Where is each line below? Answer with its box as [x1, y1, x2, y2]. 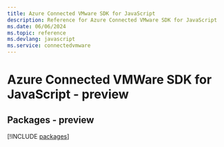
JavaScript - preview [7, 87, 130, 102]
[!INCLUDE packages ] [7, 133, 70, 140]
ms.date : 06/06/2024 [7, 23, 67, 30]
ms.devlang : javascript [7, 36, 76, 43]
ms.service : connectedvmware [7, 42, 91, 49]
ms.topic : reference [7, 29, 67, 37]
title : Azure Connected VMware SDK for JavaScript [7, 10, 156, 17]
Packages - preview [7, 114, 94, 126]
